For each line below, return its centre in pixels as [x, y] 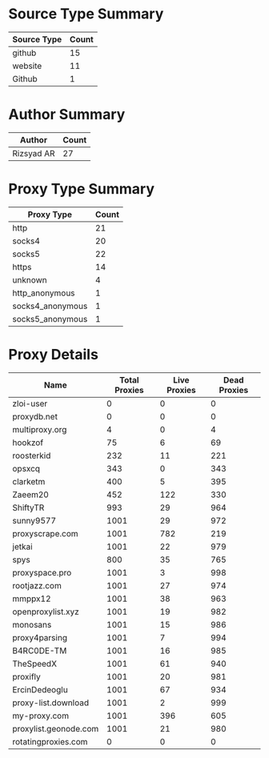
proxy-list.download [51, 703]
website [27, 66]
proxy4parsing [40, 637]
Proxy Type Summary [81, 189]
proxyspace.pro [42, 572]
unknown [30, 279]
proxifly [27, 676]
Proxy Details [53, 355]
